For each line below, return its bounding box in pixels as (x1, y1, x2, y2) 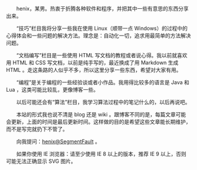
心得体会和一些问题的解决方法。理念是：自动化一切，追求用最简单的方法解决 (6, 32, 191, 39)
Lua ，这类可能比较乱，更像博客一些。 (6, 86, 98, 93)
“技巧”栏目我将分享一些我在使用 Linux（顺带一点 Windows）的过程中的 (16, 25, 188, 32)
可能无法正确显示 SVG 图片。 (6, 158, 76, 165)
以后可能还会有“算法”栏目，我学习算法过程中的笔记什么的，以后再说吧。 (16, 99, 191, 105)
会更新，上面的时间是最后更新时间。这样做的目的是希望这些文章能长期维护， (6, 119, 191, 125)
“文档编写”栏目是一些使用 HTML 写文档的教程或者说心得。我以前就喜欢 (16, 52, 188, 58)
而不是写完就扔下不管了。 (6, 126, 68, 133)
